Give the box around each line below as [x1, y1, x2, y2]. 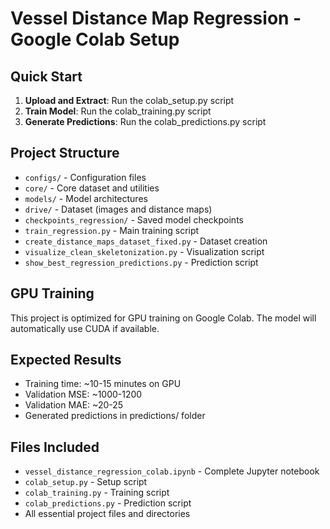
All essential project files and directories [24, 508, 191, 520]
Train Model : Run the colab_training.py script [24, 105, 212, 117]
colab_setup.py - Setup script [24, 476, 148, 488]
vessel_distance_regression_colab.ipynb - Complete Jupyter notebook [24, 465, 320, 477]
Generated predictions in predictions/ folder [24, 410, 206, 422]
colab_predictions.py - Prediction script [24, 497, 192, 509]
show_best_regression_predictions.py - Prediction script [24, 256, 259, 268]
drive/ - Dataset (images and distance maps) [24, 203, 213, 215]
